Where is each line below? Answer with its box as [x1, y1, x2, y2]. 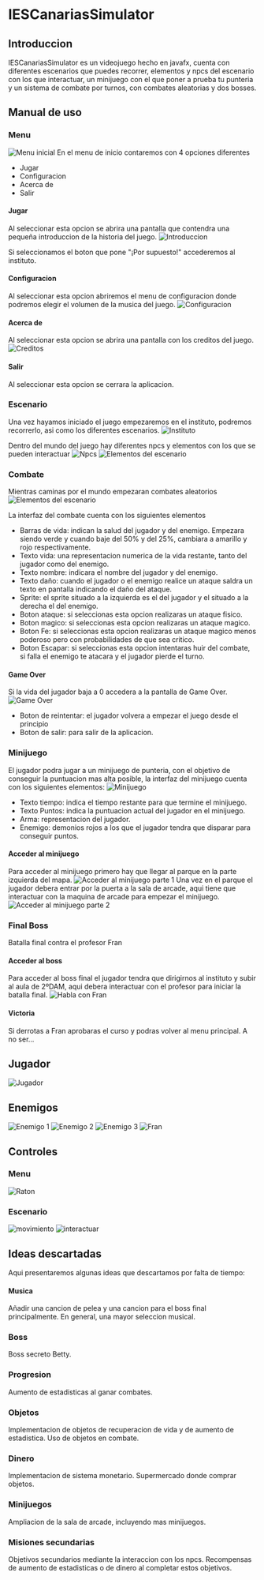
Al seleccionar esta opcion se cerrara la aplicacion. [8, 379, 174, 388]
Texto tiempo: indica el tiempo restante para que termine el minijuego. [19, 798, 247, 807]
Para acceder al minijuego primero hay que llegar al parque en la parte [8, 866, 237, 876]
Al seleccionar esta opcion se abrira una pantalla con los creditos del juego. [8, 336, 255, 345]
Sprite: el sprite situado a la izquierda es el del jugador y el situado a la [19, 593, 249, 602]
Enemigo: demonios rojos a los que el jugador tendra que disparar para [19, 823, 251, 832]
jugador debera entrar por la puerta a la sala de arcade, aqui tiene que [8, 883, 236, 893]
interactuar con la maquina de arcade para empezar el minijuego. [8, 891, 220, 901]
